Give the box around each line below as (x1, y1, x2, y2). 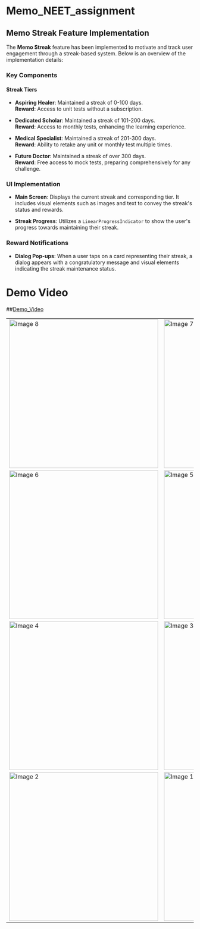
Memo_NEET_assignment (6, 4, 135, 18)
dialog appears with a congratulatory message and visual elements (14, 259, 180, 266)
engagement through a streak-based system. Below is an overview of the (6, 50, 186, 57)
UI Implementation (6, 180, 61, 189)
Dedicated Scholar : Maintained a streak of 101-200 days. (14, 117, 156, 124)
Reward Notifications (6, 239, 68, 247)
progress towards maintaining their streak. (14, 224, 119, 231)
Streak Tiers (6, 86, 37, 93)
